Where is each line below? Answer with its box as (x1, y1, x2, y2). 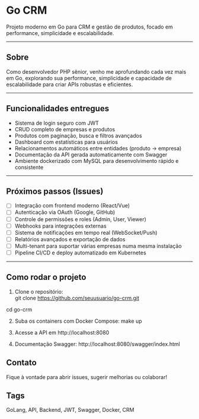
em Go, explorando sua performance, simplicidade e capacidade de (6, 74, 172, 81)
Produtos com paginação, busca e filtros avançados (14, 132, 142, 139)
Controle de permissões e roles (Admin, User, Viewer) (14, 215, 147, 223)
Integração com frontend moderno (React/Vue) (14, 202, 130, 209)
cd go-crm (6, 305, 33, 313)
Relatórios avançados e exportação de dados (14, 235, 126, 242)
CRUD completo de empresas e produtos (14, 125, 115, 133)
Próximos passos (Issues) (6, 186, 104, 196)
